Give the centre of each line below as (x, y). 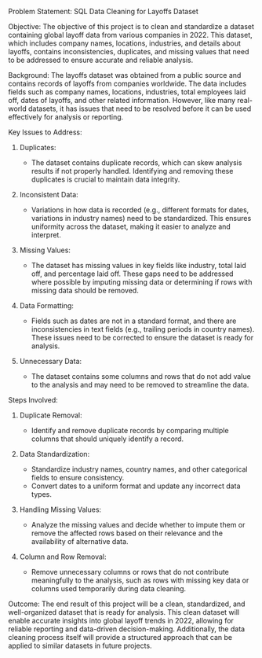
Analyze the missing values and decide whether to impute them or (138, 525)
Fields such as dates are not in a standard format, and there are (134, 321)
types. (42, 494)
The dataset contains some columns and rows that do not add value (141, 376)
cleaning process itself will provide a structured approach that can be (120, 637)
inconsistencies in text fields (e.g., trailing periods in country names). (143, 329)
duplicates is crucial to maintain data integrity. (106, 179)
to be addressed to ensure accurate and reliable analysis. (101, 60)
